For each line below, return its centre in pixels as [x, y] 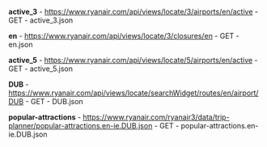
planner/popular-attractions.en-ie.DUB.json [81, 126]
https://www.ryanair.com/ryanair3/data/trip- [156, 117]
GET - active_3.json [41, 20]
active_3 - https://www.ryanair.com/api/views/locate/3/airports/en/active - [133, 12]
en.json [21, 44]
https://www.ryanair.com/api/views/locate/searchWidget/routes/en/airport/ [133, 93]
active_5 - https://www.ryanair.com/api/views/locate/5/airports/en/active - [133, 60]
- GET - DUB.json [54, 101]
